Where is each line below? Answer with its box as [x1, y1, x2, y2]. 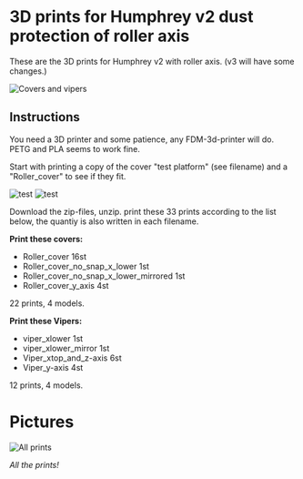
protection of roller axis [9, 25, 190, 46]
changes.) [9, 66, 47, 76]
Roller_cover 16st [22, 250, 87, 261]
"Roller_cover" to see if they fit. [9, 170, 126, 181]
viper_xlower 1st [22, 332, 84, 343]
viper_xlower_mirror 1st [22, 342, 110, 353]
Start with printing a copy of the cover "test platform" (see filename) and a [9, 161, 288, 172]
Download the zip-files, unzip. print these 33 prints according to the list [9, 206, 277, 217]
